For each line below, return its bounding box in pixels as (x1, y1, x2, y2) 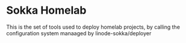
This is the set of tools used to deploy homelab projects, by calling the (6, 23, 181, 30)
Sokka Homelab (6, 4, 87, 17)
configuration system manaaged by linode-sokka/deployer (6, 29, 152, 36)
